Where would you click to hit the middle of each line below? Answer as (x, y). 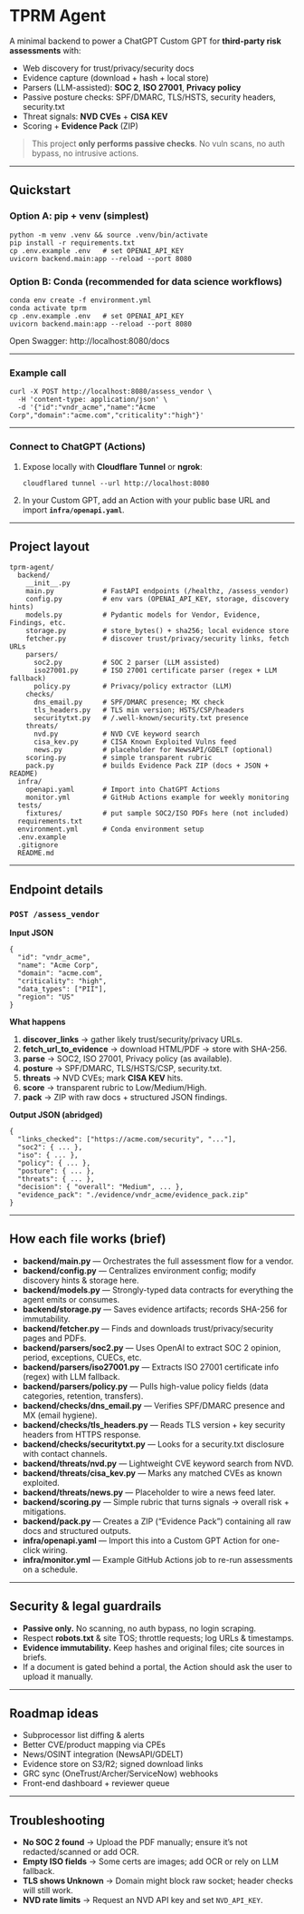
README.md (36, 854)
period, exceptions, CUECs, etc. (82, 1357)
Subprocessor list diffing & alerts (83, 1735)
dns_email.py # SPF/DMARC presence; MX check (128, 703)
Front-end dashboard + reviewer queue (96, 1783)
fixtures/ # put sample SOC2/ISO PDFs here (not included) (157, 814)
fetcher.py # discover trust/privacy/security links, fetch (157, 639)
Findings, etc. (38, 623)
